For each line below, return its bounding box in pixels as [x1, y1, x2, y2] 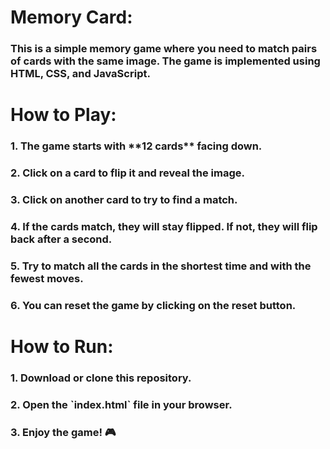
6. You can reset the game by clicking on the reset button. [10, 298, 297, 312]
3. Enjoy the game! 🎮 [10, 425, 117, 439]
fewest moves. [10, 271, 84, 285]
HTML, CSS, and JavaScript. [10, 67, 151, 81]
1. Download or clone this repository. [10, 371, 192, 385]
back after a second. [10, 232, 113, 246]
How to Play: [10, 104, 117, 126]
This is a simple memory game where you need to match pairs [10, 42, 318, 56]
